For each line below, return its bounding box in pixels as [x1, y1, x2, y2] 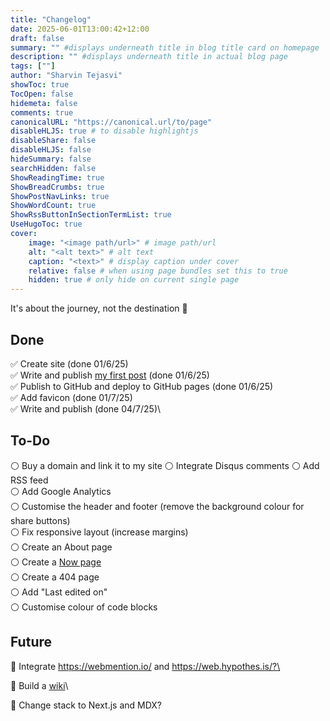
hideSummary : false [10, 154, 92, 164]
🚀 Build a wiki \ [10, 679, 69, 691]
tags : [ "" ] [10, 61, 56, 71]
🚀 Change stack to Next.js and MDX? [10, 699, 163, 711]
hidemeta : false [10, 98, 78, 108]
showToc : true [10, 80, 70, 90]
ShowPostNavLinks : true [10, 191, 110, 201]
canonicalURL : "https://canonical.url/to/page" [10, 117, 213, 127]
